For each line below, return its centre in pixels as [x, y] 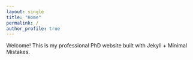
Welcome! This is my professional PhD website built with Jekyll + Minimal [97, 46]
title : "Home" [24, 17]
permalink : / [22, 23]
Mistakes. [18, 52]
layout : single [25, 12]
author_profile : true [33, 28]
